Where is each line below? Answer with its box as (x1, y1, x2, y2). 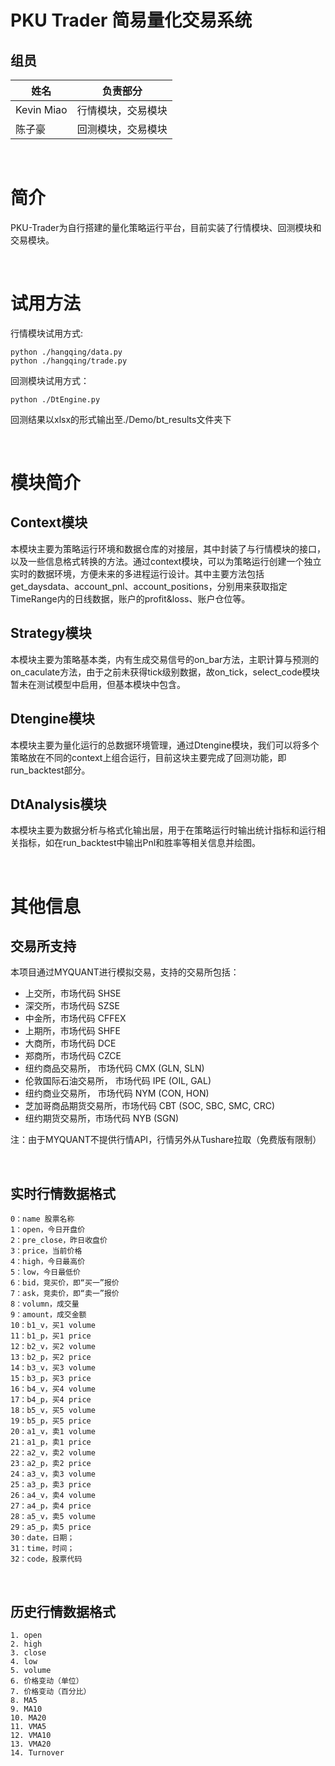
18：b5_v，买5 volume (10, 1406, 96, 1416)
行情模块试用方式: (10, 327, 84, 339)
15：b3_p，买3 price (10, 1374, 92, 1384)
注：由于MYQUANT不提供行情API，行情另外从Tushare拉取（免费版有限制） (10, 1134, 322, 1146)
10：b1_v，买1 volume (10, 1321, 96, 1331)
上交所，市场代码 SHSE (24, 987, 122, 1000)
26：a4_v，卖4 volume (10, 1491, 96, 1501)
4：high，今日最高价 (10, 1257, 86, 1267)
